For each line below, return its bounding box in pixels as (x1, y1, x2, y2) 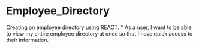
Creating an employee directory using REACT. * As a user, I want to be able (6, 24, 192, 31)
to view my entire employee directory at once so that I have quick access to (6, 30, 193, 37)
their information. (6, 36, 49, 43)
